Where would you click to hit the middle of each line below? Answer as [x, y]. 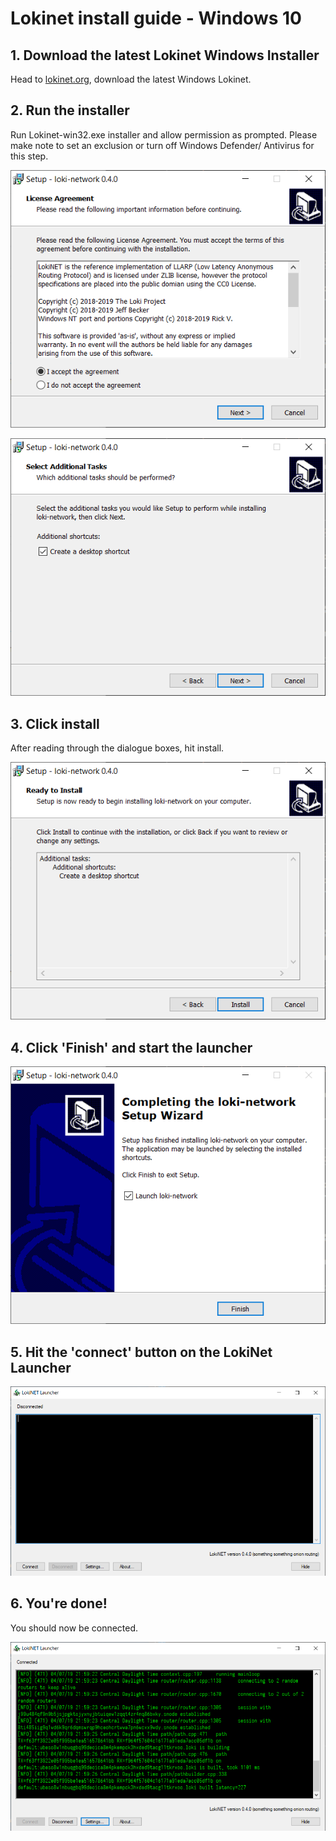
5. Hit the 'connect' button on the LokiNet [141, 1352]
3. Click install [55, 723]
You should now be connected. [74, 1628]
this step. [29, 156]
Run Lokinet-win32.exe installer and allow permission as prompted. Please [164, 134]
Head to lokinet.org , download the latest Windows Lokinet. [131, 79]
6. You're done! [59, 1603]
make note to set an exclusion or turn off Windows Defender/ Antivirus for [162, 145]
